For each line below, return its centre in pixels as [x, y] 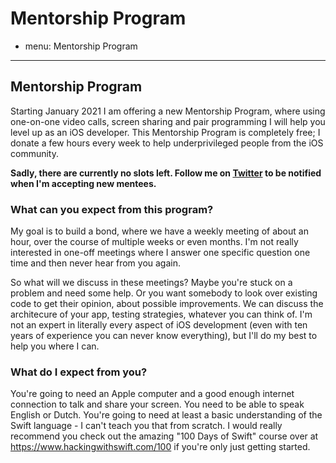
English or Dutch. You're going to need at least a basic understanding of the [166, 415]
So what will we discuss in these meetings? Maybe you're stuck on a [151, 283]
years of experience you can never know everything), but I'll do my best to [164, 336]
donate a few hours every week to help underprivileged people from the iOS [167, 143]
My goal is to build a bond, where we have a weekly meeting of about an [159, 231]
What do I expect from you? [79, 372]
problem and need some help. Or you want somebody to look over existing [164, 293]
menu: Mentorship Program [81, 46]
